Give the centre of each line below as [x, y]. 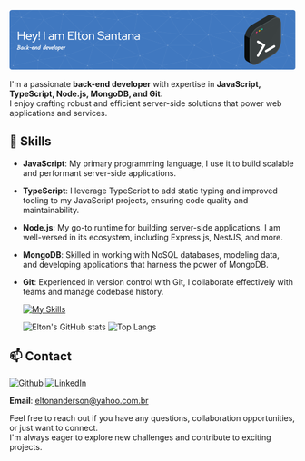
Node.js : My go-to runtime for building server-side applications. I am [152, 227]
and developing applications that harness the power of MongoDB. [146, 264]
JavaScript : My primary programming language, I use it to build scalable [158, 163]
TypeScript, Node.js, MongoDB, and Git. [86, 93]
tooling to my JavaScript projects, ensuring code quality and [135, 200]
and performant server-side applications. [99, 172]
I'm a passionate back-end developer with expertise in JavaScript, [135, 83]
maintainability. [51, 210]
